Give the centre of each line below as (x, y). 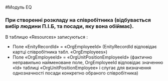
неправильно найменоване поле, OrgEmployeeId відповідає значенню (88, 63)
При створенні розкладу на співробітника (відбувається (78, 20)
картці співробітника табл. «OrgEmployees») (60, 52)
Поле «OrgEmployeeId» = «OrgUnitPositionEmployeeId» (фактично (82, 57)
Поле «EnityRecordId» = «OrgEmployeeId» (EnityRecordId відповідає (85, 47)
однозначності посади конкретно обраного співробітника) (75, 73)
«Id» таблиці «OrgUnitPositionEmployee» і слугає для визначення (82, 68)
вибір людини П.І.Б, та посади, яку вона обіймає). (69, 26)
